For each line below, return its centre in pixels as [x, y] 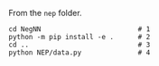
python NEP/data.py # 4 [79, 53]
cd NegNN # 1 [79, 29]
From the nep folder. [45, 13]
